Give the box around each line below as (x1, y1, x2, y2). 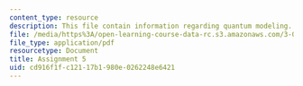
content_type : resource (9, 13, 99, 22)
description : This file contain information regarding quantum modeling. (9, 21, 293, 30)
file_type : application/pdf (9, 38, 115, 47)
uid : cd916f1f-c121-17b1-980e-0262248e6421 (9, 64, 176, 73)
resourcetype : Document (9, 47, 99, 56)
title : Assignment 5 (9, 55, 87, 64)
